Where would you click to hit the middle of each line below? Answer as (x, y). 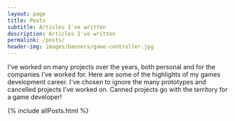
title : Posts (27, 21)
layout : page (27, 14)
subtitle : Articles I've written (57, 27)
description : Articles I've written (61, 34)
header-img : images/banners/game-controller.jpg (81, 47)
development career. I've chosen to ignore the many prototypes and (107, 82)
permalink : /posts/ (36, 40)
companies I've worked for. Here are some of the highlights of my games (114, 74)
